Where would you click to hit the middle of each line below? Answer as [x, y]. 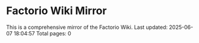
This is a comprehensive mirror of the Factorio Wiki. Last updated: [87, 27]
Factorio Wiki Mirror [56, 11]
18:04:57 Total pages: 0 [42, 33]
